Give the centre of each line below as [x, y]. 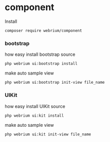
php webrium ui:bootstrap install [41, 64]
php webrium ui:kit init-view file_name [48, 134]
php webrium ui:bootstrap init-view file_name [55, 83]
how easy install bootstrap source [40, 54]
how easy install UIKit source [35, 106]
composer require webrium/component [43, 30]
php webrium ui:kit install [34, 116]
